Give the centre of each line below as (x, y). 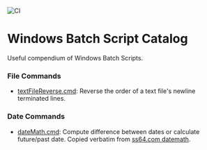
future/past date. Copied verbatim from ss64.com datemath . (104, 139)
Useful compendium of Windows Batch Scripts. (75, 58)
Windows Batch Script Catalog (98, 39)
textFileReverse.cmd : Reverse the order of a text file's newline (106, 91)
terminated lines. (41, 99)
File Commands (34, 76)
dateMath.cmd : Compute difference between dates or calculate (108, 131)
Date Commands (36, 117)
